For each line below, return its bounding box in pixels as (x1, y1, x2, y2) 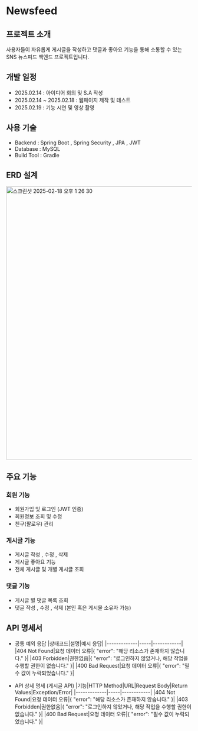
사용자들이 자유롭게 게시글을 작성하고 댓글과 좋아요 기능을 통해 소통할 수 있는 (6, 46, 183, 53)
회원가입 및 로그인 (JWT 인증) (14, 506, 84, 513)
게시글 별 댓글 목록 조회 (14, 596, 69, 604)
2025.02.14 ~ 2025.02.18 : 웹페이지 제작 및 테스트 (14, 96, 131, 103)
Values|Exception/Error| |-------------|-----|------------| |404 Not (14, 688, 176, 696)
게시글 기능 (6, 536, 36, 545)
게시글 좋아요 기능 (14, 558, 56, 565)
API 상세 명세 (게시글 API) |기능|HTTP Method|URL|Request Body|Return (14, 682, 188, 689)
